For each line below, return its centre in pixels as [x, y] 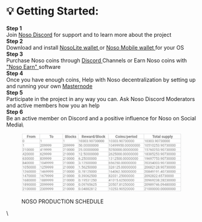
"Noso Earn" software [34, 67]
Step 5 [15, 93]
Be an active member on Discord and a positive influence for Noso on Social [101, 118]
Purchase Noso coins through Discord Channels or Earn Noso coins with [97, 60]
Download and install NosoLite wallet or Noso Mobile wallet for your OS [95, 47]
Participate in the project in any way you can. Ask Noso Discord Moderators [101, 99]
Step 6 [15, 112]
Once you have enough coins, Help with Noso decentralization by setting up [101, 79]
